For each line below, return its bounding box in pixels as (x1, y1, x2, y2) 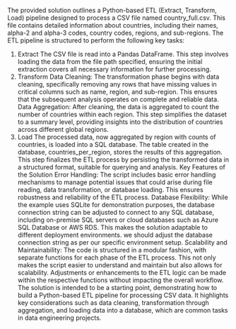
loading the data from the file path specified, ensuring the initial (17, 57, 203, 66)
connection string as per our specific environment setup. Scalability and (17, 238, 228, 247)
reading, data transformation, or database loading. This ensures (17, 186, 203, 194)
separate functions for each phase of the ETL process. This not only (17, 253, 217, 262)
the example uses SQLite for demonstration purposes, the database (17, 201, 216, 208)
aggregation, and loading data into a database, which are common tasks (17, 306, 228, 314)
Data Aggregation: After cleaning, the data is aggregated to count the (17, 103, 220, 111)
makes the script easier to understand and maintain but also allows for (17, 261, 223, 269)
